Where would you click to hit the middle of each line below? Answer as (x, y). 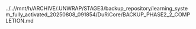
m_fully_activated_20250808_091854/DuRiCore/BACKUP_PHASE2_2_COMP (98, 14)
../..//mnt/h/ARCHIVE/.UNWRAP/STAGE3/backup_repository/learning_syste (97, 8)
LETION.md (20, 21)
